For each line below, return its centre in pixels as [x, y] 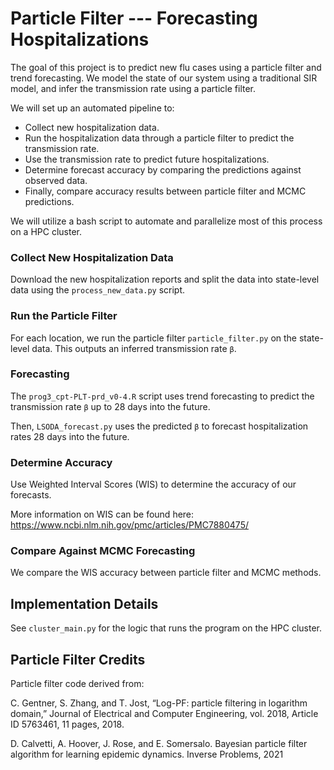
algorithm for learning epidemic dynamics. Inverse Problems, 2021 [147, 754]
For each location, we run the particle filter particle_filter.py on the [154, 338]
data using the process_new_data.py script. [98, 290]
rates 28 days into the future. [70, 436]
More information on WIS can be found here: [102, 514]
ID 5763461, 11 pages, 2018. [67, 724]
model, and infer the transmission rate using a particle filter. [133, 88]
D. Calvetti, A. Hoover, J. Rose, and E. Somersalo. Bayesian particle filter [159, 744]
